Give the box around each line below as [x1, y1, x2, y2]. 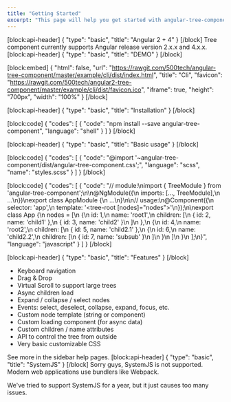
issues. [7, 388, 27, 396]
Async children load [16, 288, 74, 297]
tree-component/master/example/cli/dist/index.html [7, 70, 154, 79]
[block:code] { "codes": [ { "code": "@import [7, 153, 134, 162]
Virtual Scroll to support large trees [16, 281, 117, 289]
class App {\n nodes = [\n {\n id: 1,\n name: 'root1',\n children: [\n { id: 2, [7, 211, 211, 219]
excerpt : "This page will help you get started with [7, 17, 162, 23]
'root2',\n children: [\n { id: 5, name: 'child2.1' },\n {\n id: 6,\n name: [7, 225, 196, 233]
